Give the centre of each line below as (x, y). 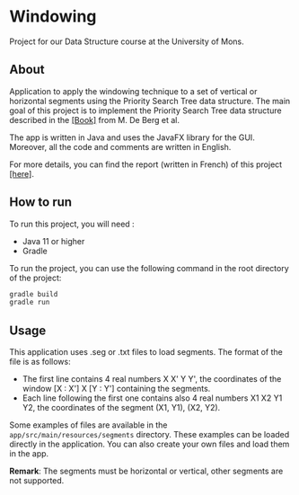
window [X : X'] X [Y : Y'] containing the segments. (116, 389)
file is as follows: (40, 362)
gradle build (34, 294)
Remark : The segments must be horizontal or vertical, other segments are (146, 471)
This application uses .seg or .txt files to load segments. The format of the (146, 352)
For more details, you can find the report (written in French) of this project (146, 164)
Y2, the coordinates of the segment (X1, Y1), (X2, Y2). (121, 408)
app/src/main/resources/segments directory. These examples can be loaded (149, 435)
